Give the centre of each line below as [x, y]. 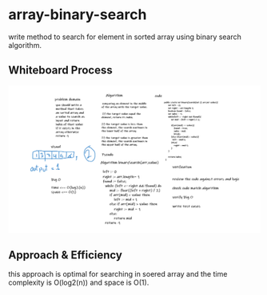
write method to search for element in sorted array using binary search [125, 37]
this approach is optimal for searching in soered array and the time [118, 274]
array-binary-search [78, 15]
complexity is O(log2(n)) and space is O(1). [79, 283]
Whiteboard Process [61, 71]
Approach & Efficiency [65, 255]
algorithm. [25, 45]
